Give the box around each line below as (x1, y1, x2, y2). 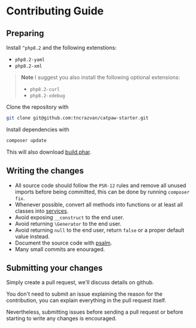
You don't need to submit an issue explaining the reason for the (6, 290, 163, 298)
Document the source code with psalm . (14, 239, 113, 246)
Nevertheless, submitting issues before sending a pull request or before (6, 308, 183, 316)
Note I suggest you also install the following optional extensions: (20, 74, 180, 80)
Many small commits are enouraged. (14, 245, 105, 253)
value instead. (14, 232, 50, 240)
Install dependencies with (6, 126, 70, 133)
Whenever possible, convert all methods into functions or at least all (14, 201, 183, 208)
